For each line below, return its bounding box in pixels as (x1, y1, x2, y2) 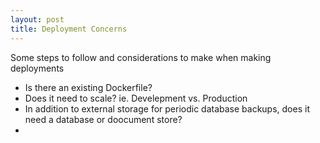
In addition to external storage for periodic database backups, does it (24, 102, 310, 115)
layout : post (10, 14, 65, 25)
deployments (10, 62, 65, 74)
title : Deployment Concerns (10, 24, 128, 34)
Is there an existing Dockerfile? (24, 81, 153, 93)
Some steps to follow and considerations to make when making (10, 51, 272, 63)
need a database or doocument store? (24, 113, 183, 125)
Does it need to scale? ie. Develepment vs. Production (24, 92, 248, 104)
